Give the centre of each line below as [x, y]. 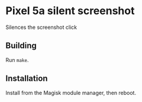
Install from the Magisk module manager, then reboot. [71, 93]
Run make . [17, 60]
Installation [27, 79]
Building [21, 46]
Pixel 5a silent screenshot [70, 11]
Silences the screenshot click [41, 27]
